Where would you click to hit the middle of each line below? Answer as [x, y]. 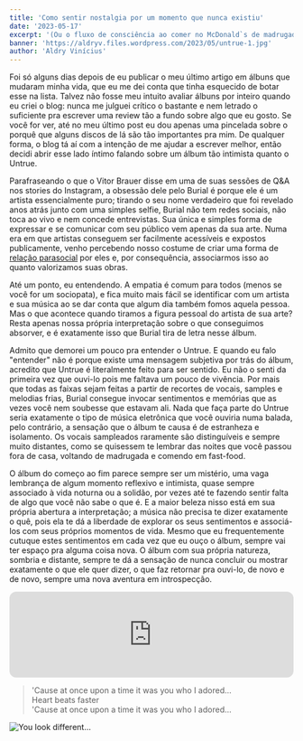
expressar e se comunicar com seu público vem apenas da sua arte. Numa [148, 229]
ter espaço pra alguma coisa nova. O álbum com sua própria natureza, [140, 550]
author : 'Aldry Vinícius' [58, 52]
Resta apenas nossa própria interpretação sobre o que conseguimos [137, 324]
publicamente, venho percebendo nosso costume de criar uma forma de [144, 249]
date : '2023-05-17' [46, 26]
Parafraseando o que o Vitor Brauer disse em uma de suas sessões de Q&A [150, 181]
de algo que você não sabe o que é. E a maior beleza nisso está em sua [142, 502]
